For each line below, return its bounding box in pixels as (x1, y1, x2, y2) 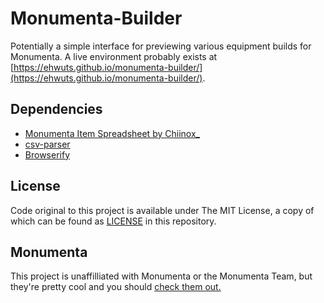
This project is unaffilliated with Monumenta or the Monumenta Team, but (10, 270, 313, 282)
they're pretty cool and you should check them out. (10, 281, 222, 293)
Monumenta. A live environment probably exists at (10, 50, 218, 62)
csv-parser (24, 138, 71, 150)
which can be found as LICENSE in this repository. (10, 215, 217, 227)
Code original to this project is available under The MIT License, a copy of (10, 204, 315, 216)
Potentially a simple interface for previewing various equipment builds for (10, 40, 312, 52)
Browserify (24, 148, 70, 161)
